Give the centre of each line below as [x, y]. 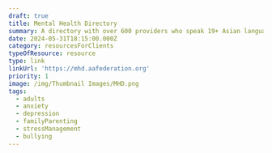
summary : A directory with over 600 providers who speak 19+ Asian [125, 31]
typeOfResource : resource [52, 53]
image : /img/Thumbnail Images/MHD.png [74, 83]
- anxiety [32, 106]
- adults [30, 99]
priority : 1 [28, 76]
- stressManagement [49, 129]
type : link [27, 62]
